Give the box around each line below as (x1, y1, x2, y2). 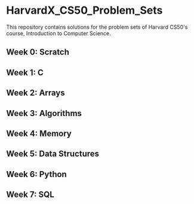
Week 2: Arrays (6, 88, 66, 98)
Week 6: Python (6, 169, 67, 179)
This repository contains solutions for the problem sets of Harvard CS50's (6, 23, 188, 31)
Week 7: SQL (6, 190, 55, 200)
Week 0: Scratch (6, 47, 70, 57)
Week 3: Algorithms (6, 108, 82, 118)
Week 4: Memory (6, 128, 72, 138)
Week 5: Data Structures (6, 149, 100, 159)
